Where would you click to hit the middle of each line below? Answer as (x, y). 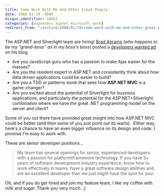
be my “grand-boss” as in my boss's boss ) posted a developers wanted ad (81, 47)
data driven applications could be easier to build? (61, 77)
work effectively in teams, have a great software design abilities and (85, 168)
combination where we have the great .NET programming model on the (83, 103)
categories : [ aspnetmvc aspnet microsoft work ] (54, 23)
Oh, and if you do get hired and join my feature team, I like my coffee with (79, 183)
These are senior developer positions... (44, 143)
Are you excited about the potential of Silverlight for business (74, 93)
